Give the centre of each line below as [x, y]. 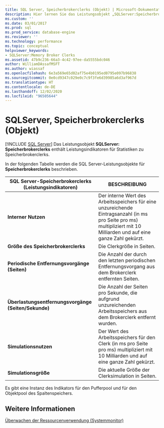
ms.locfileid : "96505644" [31, 96]
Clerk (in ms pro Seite [123, 344]
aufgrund [109, 299]
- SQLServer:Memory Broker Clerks [40, 55]
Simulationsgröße [29, 373]
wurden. [108, 323]
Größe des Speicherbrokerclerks [46, 247]
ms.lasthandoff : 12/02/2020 [34, 91]
